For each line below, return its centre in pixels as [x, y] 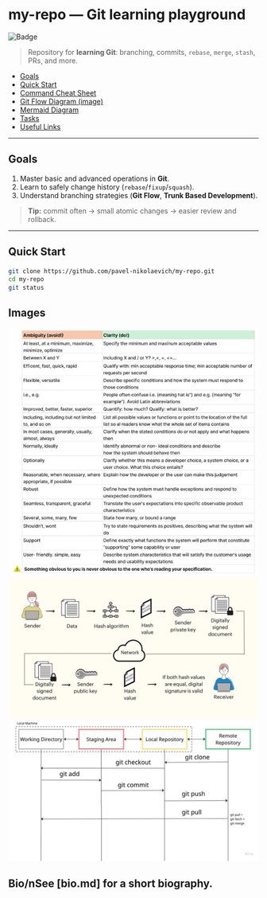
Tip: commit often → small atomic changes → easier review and [132, 211]
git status [26, 288]
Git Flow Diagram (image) [61, 101]
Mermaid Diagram [49, 110]
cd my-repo [26, 279]
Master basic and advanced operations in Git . [94, 178]
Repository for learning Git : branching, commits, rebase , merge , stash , [141, 52]
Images [27, 312]
